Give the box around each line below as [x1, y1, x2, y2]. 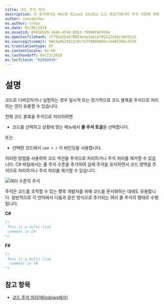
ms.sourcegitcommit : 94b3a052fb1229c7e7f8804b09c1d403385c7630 [5, 39, 137, 44]
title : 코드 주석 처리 [5, 7, 45, 12]
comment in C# [7, 229, 36, 234]
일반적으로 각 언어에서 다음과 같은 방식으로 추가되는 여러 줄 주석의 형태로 [11, 195, 150, 201]
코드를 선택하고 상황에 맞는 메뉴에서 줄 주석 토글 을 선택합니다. [12, 124, 129, 130]
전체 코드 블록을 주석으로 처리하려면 [5, 114, 73, 120]
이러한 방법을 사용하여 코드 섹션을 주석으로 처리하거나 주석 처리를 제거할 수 [5, 155, 147, 161]
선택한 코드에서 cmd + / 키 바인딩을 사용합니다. [12, 145, 102, 151]
